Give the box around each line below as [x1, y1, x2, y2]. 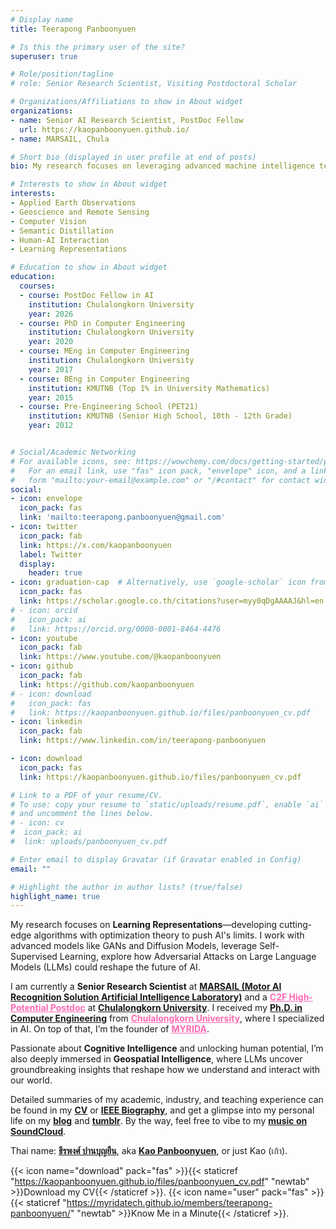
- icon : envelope [10, 494, 83, 504]
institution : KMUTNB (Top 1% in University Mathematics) [28, 383, 271, 393]
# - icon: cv [10, 818, 65, 828]
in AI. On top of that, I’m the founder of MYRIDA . [10, 1023, 210, 1035]
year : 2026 [28, 309, 74, 319]
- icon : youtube [10, 633, 78, 643]
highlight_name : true [10, 891, 101, 901]
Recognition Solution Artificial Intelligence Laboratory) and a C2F [10, 991, 288, 1003]
